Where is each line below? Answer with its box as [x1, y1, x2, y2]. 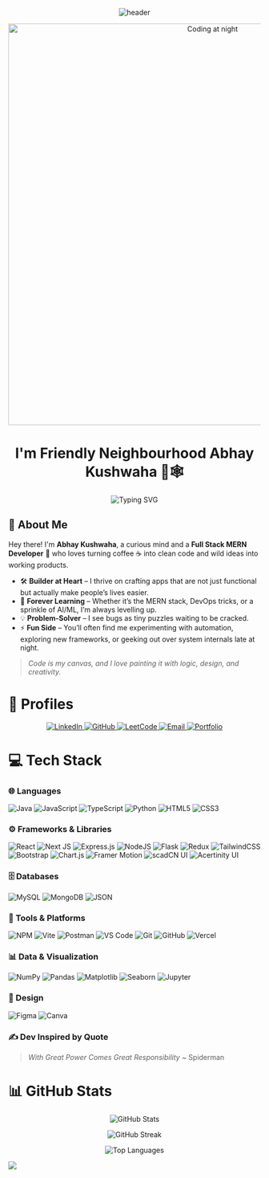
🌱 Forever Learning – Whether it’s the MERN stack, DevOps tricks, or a [19, 596, 254, 605]
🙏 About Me [8, 518, 68, 532]
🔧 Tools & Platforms [8, 912, 86, 923]
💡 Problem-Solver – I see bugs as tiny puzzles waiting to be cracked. [19, 613, 250, 622]
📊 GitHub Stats [8, 1082, 113, 1100]
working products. [8, 560, 69, 569]
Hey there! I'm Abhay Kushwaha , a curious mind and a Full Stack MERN [8, 539, 247, 549]
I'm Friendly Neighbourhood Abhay [14, 444, 255, 463]
